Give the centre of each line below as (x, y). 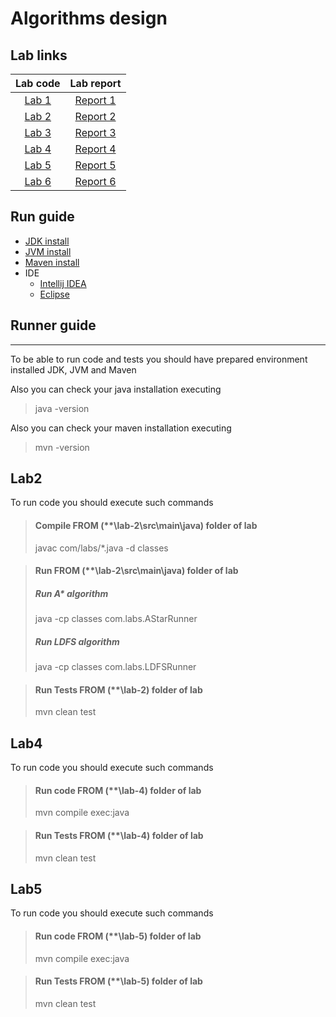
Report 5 (95, 165)
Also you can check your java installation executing (116, 389)
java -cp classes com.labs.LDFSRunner (115, 667)
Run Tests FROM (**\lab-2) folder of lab (118, 689)
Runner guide (53, 325)
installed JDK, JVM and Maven (73, 369)
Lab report (95, 83)
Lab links (39, 55)
